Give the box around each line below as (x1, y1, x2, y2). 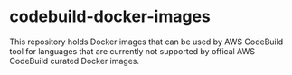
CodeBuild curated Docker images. (9, 55, 140, 66)
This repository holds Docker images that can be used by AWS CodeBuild (9, 36, 284, 47)
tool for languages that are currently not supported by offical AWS (9, 45, 256, 56)
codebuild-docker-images (9, 6, 211, 27)
